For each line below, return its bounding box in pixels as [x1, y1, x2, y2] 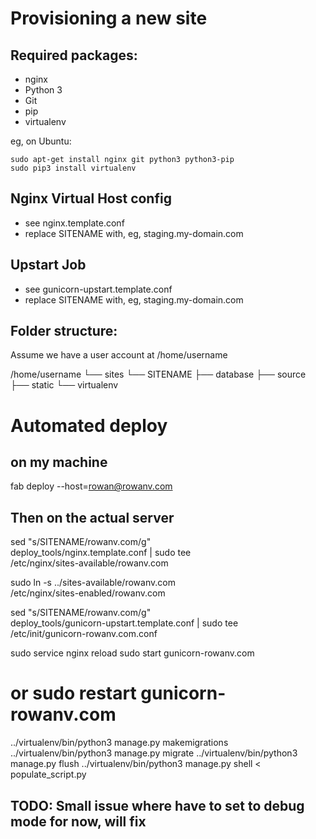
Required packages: [10, 47, 138, 64]
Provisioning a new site [10, 7, 208, 30]
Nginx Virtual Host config [10, 190, 172, 207]
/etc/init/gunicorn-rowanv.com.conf [10, 628, 158, 640]
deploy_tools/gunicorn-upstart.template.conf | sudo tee [10, 617, 239, 629]
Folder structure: [10, 323, 118, 340]
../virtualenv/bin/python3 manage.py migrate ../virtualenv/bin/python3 [10, 747, 298, 759]
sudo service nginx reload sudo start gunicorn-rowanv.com [10, 647, 255, 659]
